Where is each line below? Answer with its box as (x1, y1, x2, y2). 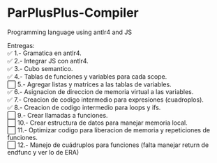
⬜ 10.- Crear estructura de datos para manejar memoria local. (7, 118, 188, 127)
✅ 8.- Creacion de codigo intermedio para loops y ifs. (7, 103, 161, 111)
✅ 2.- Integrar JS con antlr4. (7, 56, 89, 65)
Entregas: (7, 41, 35, 49)
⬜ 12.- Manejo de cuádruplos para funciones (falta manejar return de (7, 141, 209, 149)
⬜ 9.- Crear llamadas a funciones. (7, 111, 108, 119)
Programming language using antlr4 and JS (7, 28, 133, 36)
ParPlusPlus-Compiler (7, 5, 140, 21)
